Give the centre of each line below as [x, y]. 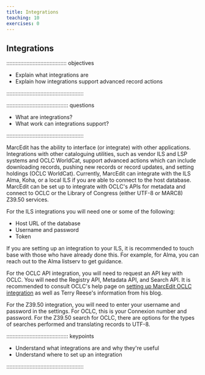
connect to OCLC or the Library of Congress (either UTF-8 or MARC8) [95, 193]
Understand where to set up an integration [69, 355]
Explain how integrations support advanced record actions [89, 82]
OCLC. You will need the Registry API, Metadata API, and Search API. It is [99, 280]
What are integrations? [44, 117]
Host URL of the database [48, 223]
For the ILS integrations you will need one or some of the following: [91, 212]
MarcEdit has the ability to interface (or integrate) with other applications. [99, 147]
